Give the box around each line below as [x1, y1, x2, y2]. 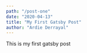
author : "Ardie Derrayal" [6, 24, 68, 31]
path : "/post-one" [6, 8, 50, 14]
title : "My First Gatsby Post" [6, 19, 82, 25]
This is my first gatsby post [6, 40, 71, 47]
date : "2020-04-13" [6, 14, 53, 20]
